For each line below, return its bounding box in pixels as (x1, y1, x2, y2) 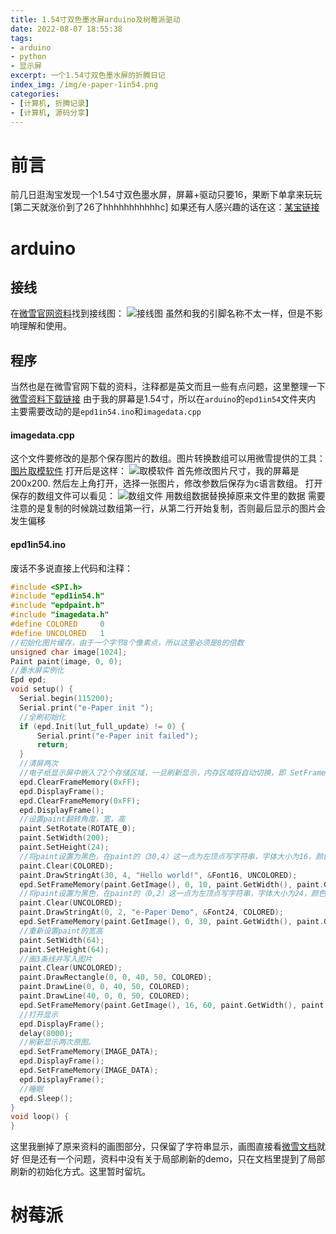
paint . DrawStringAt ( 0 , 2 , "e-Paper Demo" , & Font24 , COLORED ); (19, 907, 284, 918)
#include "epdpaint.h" (10, 601, 105, 611)
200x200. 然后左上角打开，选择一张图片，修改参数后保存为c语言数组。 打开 (10, 477, 323, 490)
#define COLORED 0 (10, 619, 105, 630)
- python (10, 52, 47, 62)
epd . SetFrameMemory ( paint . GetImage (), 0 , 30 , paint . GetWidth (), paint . (19, 917, 325, 927)
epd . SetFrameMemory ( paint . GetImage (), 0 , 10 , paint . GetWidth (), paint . (19, 879, 325, 890)
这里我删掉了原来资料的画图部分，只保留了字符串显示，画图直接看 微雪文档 (10, 1141, 317, 1153)
